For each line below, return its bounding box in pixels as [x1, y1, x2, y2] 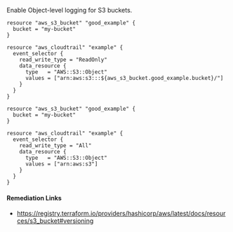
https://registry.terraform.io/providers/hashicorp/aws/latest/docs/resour [16, 210, 226, 218]
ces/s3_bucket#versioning [16, 217, 94, 225]
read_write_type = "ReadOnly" [19, 56, 108, 63]
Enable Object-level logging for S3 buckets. [6, 6, 133, 14]
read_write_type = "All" [19, 142, 92, 149]
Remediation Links [6, 193, 62, 202]
